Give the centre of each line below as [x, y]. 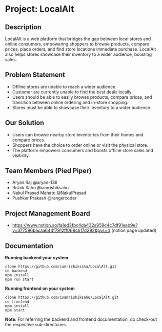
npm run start [20, 280]
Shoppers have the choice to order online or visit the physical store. [80, 145]
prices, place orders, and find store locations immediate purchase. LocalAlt [81, 49]
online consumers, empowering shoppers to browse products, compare [77, 44]
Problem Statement [35, 75]
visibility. [21, 155]
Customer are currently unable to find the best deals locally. [72, 92]
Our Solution [25, 123]
